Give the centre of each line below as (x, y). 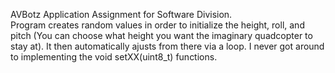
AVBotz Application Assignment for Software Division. (121, 14)
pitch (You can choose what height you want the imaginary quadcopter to (161, 35)
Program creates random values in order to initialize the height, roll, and (157, 25)
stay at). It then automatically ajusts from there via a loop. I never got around (167, 46)
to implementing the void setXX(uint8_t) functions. (114, 57)
